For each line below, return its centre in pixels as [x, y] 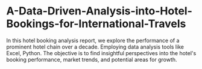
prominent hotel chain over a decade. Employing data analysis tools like [95, 47]
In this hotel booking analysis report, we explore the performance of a [93, 40]
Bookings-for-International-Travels [96, 24]
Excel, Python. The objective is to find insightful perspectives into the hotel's [101, 53]
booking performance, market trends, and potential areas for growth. [92, 59]
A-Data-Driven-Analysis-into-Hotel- [99, 11]
